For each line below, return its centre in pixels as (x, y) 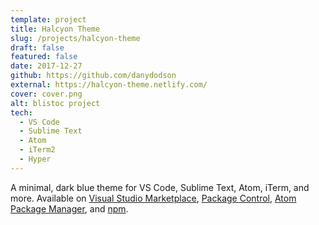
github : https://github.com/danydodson (93, 76)
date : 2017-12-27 (46, 66)
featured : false (44, 57)
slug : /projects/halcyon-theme (75, 38)
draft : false (37, 47)
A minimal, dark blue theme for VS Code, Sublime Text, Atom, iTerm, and (160, 187)
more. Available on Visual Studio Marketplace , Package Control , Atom (153, 198)
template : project (48, 19)
